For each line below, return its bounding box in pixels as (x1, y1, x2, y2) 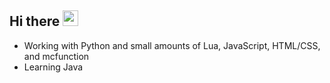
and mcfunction (23, 50, 90, 62)
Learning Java (23, 61, 84, 73)
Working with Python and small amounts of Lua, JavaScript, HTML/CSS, (23, 39, 321, 51)
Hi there (9, 13, 61, 30)
